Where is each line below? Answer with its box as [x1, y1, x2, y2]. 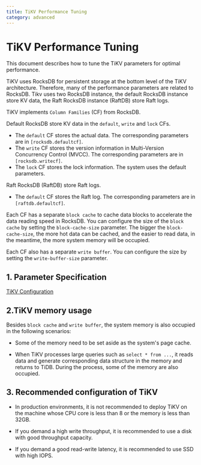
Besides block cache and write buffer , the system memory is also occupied [6, 321, 196, 328]
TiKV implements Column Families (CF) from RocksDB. [6, 108, 141, 116]
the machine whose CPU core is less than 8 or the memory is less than [14, 409, 190, 416]
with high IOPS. [14, 452, 53, 459]
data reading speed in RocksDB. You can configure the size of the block [6, 218, 184, 225]
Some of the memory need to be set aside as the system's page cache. [14, 339, 192, 346]
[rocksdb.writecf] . [14, 157, 63, 165]
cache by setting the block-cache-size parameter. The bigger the [6, 224, 166, 231]
